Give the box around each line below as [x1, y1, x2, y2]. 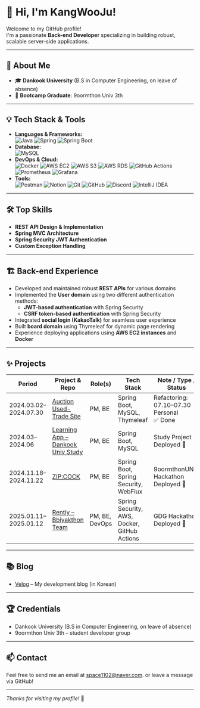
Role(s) [90, 380, 111, 388]
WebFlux [118, 487, 143, 495]
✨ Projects [6, 358, 46, 368]
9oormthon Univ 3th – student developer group [14, 629, 131, 636]
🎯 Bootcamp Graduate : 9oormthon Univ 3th [14, 92, 123, 99]
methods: [14, 297, 39, 305]
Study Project [154, 433, 192, 441]
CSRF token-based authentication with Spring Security [23, 310, 161, 318]
